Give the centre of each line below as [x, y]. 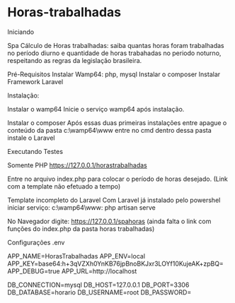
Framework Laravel [35, 81]
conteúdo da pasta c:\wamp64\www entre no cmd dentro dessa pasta [110, 130]
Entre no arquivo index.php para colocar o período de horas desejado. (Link [118, 179]
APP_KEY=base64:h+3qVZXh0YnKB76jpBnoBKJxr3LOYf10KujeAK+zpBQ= [116, 263]
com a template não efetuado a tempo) [64, 186]
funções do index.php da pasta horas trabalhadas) [81, 228]
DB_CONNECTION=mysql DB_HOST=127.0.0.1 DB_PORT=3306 [98, 285]
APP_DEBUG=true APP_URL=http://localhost [72, 271]
